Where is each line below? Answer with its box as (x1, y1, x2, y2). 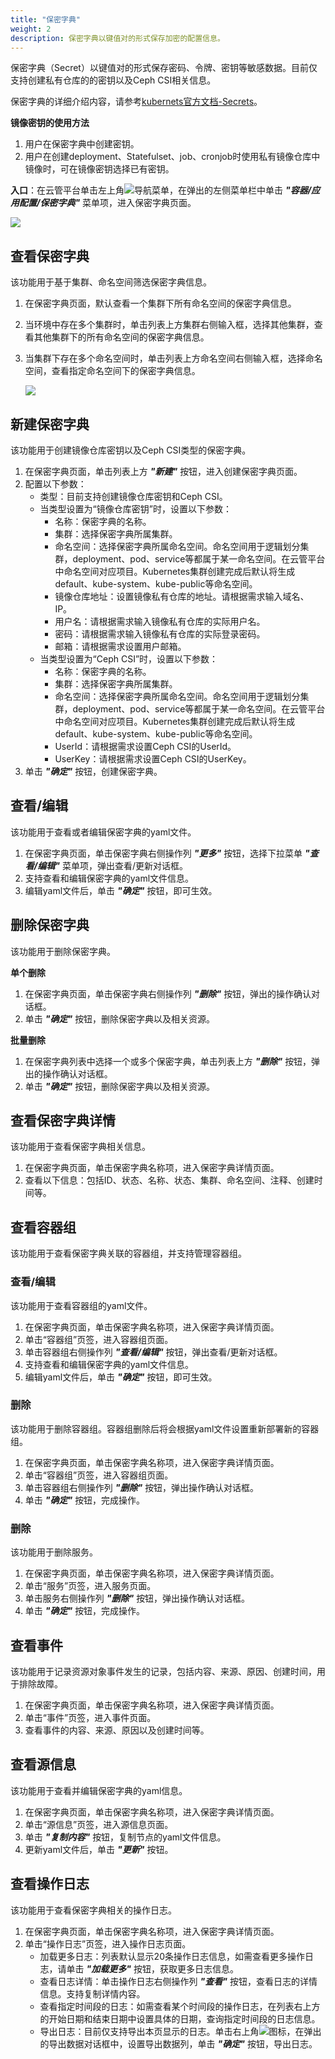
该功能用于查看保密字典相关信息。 (10, 1141, 151, 1153)
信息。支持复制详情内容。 (39, 1987, 146, 2000)
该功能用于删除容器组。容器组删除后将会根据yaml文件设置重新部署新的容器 (10, 1422, 320, 1435)
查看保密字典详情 (10, 1112, 116, 1130)
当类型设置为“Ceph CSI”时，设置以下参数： (39, 653, 219, 665)
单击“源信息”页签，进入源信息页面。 (24, 1818, 174, 1830)
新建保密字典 (10, 416, 90, 433)
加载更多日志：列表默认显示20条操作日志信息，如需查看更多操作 (39, 1950, 305, 1962)
